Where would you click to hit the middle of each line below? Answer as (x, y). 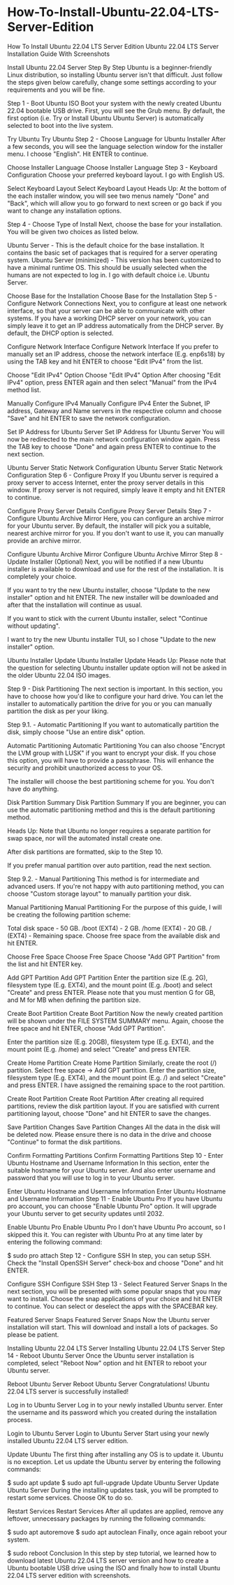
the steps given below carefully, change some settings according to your (112, 82)
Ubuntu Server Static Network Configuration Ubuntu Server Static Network (115, 467)
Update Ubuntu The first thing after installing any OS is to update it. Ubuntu (115, 1454)
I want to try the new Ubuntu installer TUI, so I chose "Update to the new (112, 639)
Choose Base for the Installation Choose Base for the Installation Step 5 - (112, 296)
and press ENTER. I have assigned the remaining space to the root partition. (116, 1085)
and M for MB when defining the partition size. (74, 1000)
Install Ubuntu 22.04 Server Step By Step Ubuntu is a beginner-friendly (110, 67)
